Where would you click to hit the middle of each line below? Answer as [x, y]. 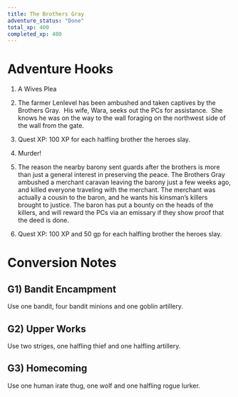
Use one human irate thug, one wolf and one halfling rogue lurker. [104, 386]
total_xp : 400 [29, 27]
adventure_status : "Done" [46, 21]
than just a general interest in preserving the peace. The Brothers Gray [121, 175]
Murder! [29, 154]
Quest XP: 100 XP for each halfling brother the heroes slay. [104, 139]
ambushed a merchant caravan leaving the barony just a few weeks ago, [124, 182]
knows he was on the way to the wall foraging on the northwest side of [121, 118]
